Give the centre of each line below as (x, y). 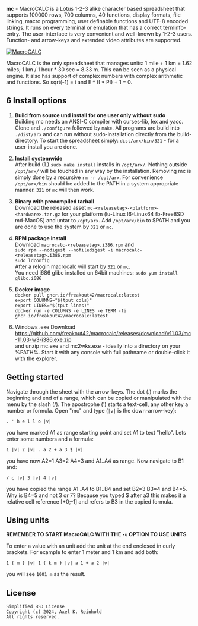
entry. (13, 34)
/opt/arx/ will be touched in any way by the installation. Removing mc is (103, 171)
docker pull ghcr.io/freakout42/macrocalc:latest (77, 295)
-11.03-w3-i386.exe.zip (43, 339)
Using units (28, 520)
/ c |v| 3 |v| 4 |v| (32, 478)
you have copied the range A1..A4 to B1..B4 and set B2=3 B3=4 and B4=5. (97, 489)
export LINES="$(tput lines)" (52, 306)
